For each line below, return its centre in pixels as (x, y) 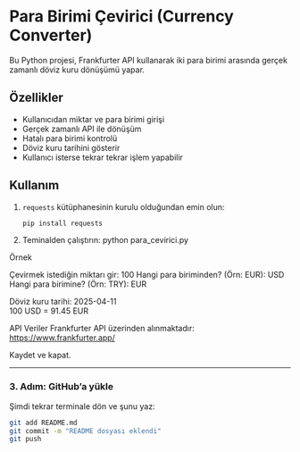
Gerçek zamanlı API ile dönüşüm (82, 129)
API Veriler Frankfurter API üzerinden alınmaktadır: (102, 329)
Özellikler (37, 98)
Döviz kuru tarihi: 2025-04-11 (63, 302)
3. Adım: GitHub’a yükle (62, 387)
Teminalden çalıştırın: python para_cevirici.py (105, 240)
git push (25, 439)
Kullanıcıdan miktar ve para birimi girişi (93, 119)
